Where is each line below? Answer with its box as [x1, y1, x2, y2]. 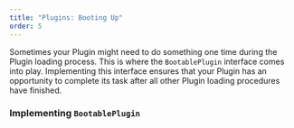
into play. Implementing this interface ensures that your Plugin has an [9, 65, 267, 77]
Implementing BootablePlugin [9, 107, 140, 120]
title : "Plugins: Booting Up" [9, 13, 124, 23]
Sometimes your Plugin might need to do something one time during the [9, 46, 278, 57]
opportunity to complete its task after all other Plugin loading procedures [9, 75, 280, 86]
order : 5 [9, 22, 43, 31]
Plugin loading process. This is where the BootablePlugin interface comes [9, 56, 285, 67]
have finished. [9, 85, 62, 96]
